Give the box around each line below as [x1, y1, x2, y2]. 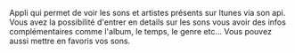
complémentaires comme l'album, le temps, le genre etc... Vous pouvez [9, 26, 272, 36]
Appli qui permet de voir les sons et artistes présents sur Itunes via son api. [9, 8, 286, 18]
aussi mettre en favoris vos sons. [9, 35, 131, 46]
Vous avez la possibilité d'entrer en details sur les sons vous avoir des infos [9, 17, 287, 27]
